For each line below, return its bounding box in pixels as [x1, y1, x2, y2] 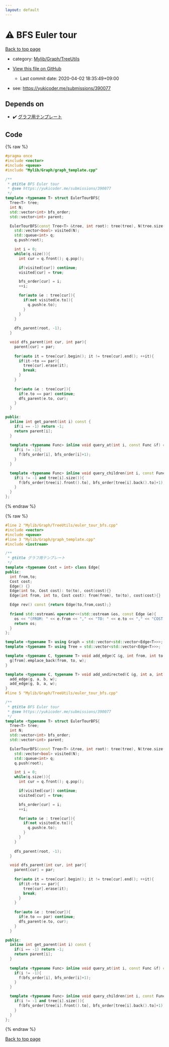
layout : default [5, 7, 39, 13]
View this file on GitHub [12, 65, 62, 71]
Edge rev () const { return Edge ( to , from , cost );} [10, 602, 112, 607]
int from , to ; [10, 574, 37, 579]
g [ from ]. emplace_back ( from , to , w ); [10, 658, 87, 663]
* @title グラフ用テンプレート [7, 556, 65, 561]
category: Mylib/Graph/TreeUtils [12, 56, 80, 62]
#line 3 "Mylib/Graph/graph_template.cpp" [5, 537, 96, 542]
